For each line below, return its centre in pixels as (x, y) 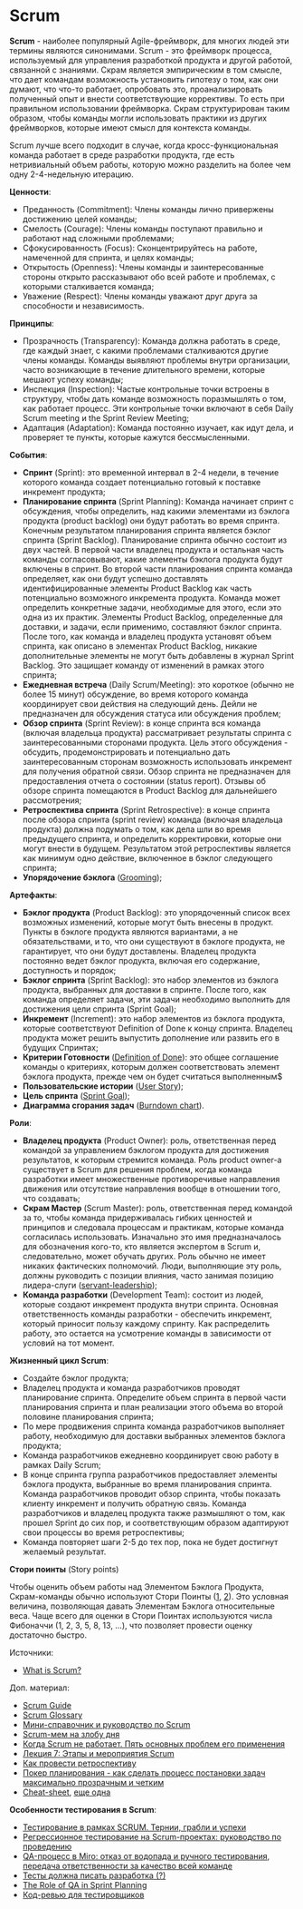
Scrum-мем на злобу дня (71, 1734)
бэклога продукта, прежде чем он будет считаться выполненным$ (152, 1076)
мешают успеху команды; (73, 379)
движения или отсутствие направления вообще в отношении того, (151, 1189)
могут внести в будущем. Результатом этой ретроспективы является (156, 848)
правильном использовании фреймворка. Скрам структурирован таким (150, 108)
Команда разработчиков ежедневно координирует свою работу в (151, 1455)
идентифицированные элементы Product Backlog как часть (137, 588)
